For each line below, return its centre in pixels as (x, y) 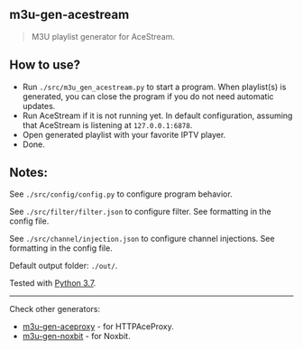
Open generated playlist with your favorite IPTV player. (124, 134)
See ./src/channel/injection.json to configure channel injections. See (142, 239)
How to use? (45, 65)
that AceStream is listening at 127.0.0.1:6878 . (107, 124)
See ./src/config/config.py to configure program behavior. (121, 194)
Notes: (28, 173)
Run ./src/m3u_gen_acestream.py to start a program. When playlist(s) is (154, 87)
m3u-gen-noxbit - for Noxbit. (76, 336)
